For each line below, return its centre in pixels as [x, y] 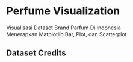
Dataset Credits [36, 53]
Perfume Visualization [63, 11]
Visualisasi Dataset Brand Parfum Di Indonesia [64, 28]
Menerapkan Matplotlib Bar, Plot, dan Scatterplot [66, 34]
